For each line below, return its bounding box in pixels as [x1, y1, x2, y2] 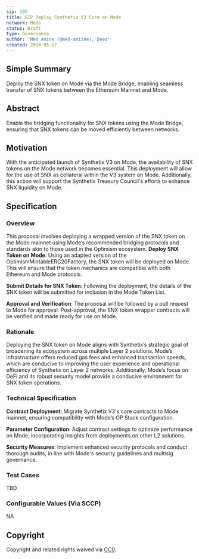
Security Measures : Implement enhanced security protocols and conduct [6, 443, 188, 451]
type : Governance [6, 31, 49, 37]
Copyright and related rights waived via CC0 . [6, 546, 117, 553]
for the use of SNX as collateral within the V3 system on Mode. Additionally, [6, 171, 192, 179]
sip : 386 [6, 8, 28, 15]
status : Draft [6, 25, 42, 32]
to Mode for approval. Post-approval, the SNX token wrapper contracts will [6, 306, 190, 313]
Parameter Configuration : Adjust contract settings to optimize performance [6, 426, 193, 433]
